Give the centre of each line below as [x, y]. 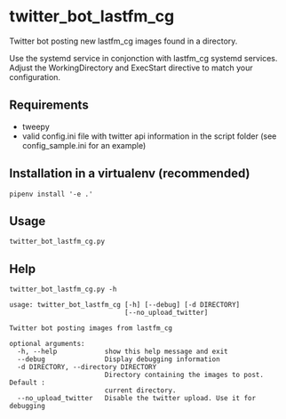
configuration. [35, 77]
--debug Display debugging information [119, 359]
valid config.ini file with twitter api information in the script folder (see [149, 136]
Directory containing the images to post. [184, 375]
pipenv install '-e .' [51, 194]
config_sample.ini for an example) [84, 145]
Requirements [49, 105]
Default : [28, 383]
